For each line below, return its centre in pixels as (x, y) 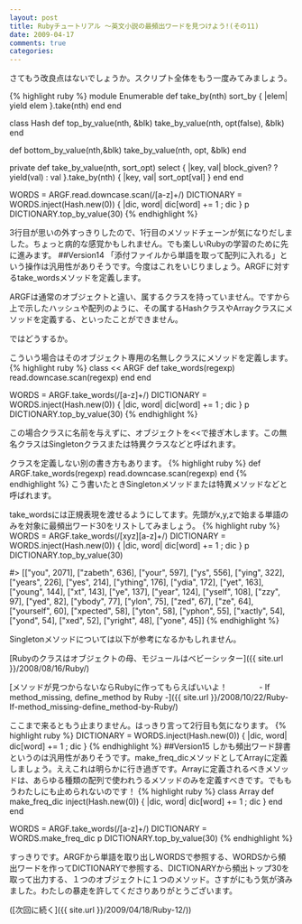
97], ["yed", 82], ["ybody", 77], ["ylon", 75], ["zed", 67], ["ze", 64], (132, 602)
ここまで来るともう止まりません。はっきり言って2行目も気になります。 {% (148, 725)
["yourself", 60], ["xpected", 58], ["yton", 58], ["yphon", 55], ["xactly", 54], (147, 611)
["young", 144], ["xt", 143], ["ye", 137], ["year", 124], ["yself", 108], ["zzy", (145, 592)
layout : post (34, 18)
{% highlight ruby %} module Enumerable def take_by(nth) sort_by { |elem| (149, 97)
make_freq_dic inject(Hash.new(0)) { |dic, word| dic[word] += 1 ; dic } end (146, 802)
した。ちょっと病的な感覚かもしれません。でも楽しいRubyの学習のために (145, 244)
